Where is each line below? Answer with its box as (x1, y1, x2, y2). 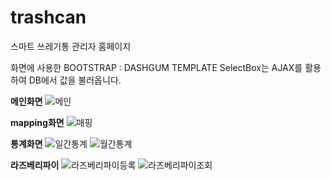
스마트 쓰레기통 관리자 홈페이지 (10, 40, 132, 52)
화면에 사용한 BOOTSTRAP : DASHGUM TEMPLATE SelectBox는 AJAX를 (10, 61, 303, 73)
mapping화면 (10, 116, 65, 128)
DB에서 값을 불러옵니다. (28, 74, 122, 86)
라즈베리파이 (10, 159, 60, 171)
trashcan (10, 6, 87, 29)
